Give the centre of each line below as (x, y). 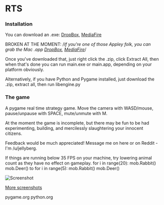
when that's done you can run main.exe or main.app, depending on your (79, 64)
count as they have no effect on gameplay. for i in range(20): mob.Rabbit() (81, 163)
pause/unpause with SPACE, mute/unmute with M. (56, 113)
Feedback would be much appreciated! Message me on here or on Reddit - (82, 143)
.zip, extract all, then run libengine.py (43, 84)
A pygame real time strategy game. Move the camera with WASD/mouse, (79, 108)
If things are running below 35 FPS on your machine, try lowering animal (79, 158)
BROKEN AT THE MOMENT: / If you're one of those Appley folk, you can (78, 44)
